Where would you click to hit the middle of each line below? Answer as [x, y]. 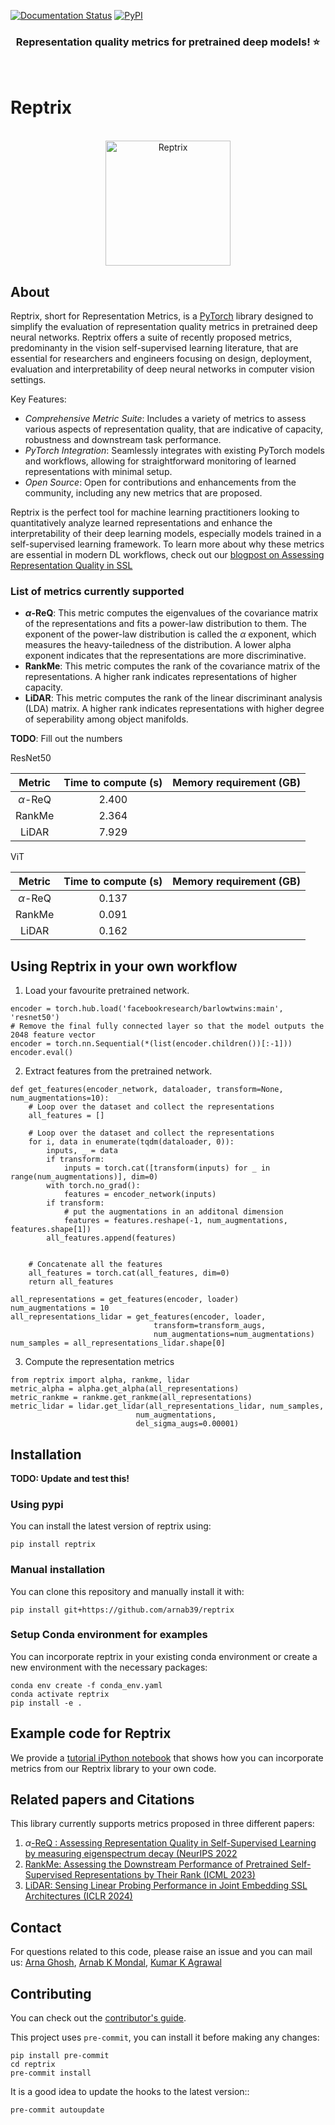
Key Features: [38, 399]
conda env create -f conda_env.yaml [86, 1685]
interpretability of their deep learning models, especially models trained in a [166, 534]
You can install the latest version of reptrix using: [111, 1526]
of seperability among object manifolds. [106, 719]
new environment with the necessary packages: [109, 1667]
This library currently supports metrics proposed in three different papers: [162, 1824]
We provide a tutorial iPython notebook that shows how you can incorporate [167, 1757]
